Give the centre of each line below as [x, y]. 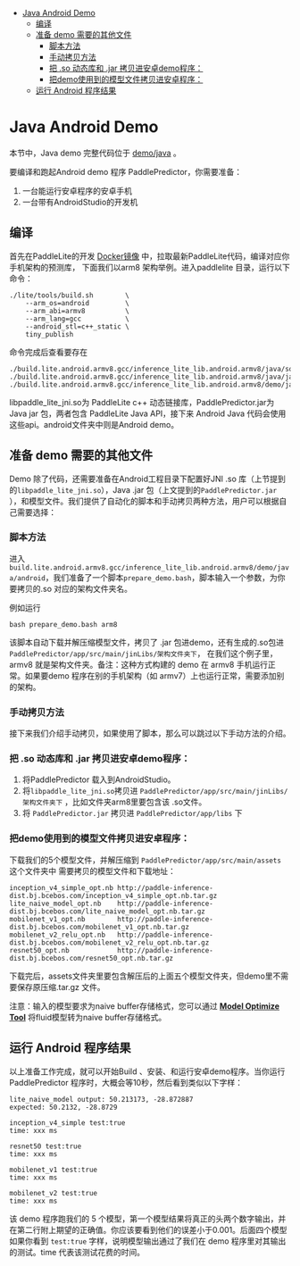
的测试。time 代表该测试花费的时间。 [77, 1252]
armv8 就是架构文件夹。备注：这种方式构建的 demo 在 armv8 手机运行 [138, 664]
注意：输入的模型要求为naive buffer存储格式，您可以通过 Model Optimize [144, 1006]
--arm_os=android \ [77, 303]
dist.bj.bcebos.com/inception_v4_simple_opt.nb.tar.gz [113, 895]
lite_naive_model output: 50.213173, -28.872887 [101, 1099]
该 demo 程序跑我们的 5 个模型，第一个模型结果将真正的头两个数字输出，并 [148, 1219]
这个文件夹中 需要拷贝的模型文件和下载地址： [92, 870]
